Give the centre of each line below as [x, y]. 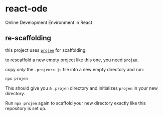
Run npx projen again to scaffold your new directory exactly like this [76, 103]
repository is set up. [26, 108]
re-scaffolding [28, 38]
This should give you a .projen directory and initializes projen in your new [81, 88]
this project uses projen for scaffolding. [46, 50]
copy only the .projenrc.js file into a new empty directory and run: [75, 69]
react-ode [26, 9]
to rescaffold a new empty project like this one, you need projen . [72, 60]
